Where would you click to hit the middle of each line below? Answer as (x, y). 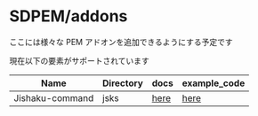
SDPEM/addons (69, 16)
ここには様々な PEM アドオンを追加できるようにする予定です (121, 42)
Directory (123, 83)
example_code (214, 83)
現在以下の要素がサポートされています (79, 60)
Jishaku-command (54, 97)
